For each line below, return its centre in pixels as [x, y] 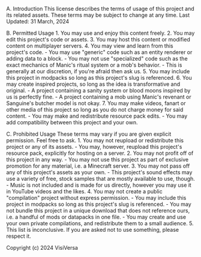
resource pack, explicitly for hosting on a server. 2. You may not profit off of [100, 153]
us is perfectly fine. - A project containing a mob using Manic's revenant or [99, 97]
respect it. [19, 236]
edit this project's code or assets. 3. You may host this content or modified [98, 39]
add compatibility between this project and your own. [72, 122]
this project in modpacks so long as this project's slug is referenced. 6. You [99, 78]
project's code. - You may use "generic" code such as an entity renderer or [99, 52]
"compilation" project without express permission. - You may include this [96, 198]
